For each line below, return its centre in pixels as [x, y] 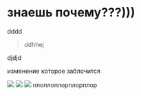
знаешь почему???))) [71, 13]
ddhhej [34, 44]
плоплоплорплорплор [65, 85]
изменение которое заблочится [54, 71]
